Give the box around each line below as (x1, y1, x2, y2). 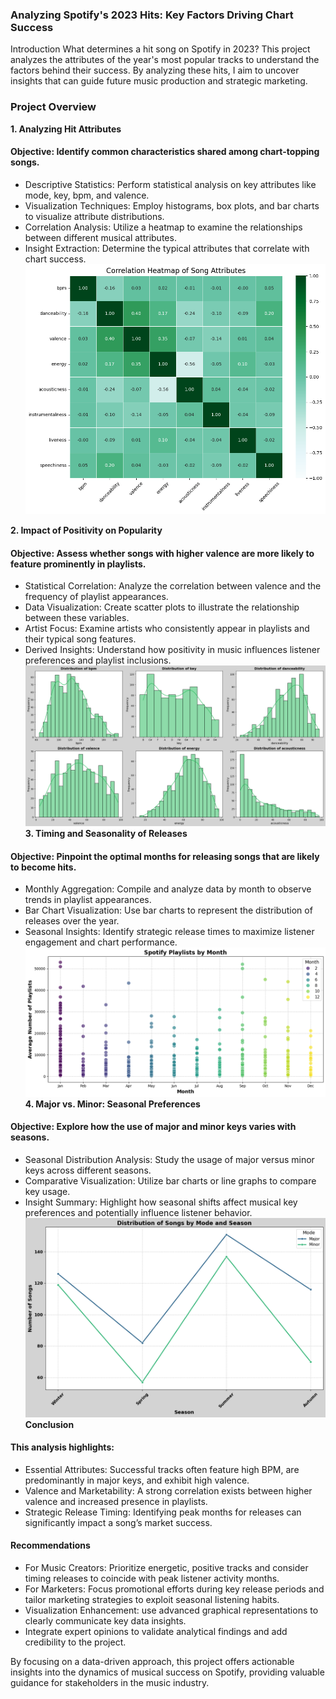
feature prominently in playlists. (10, 558, 147, 570)
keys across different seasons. (24, 1164, 152, 1176)
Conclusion (24, 1418, 75, 1430)
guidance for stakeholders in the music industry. (10, 1677, 210, 1689)
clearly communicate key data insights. (24, 1615, 187, 1627)
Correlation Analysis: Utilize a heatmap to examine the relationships (24, 221, 303, 233)
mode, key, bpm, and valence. (24, 189, 150, 201)
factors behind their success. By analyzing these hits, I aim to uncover (10, 64, 300, 77)
